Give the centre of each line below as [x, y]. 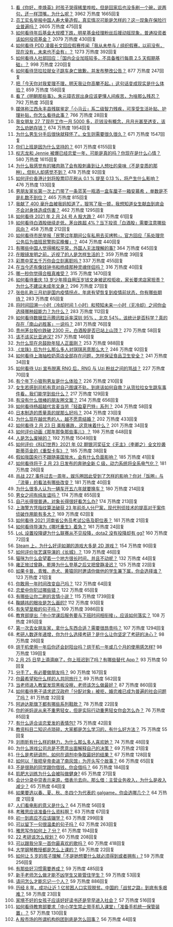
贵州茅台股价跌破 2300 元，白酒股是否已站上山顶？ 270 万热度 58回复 [89, 330]
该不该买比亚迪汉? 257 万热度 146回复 [55, 337]
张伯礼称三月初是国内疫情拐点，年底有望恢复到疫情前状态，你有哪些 [87, 292]
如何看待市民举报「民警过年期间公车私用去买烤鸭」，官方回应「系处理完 [90, 235]
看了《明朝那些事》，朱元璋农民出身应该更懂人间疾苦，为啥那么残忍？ [88, 96]
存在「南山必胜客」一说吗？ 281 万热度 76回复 [63, 324]
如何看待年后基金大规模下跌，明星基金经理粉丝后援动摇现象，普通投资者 [91, 33]
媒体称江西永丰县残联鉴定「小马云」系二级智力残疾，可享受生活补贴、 [89, 109]
